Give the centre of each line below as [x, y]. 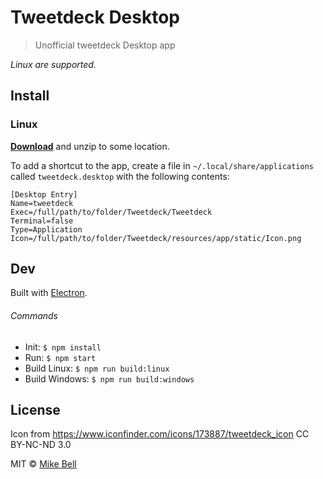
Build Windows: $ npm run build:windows [109, 378]
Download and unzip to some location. [90, 146]
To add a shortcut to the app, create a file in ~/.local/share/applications [162, 165]
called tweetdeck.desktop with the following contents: [120, 176]
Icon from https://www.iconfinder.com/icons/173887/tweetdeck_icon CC [160, 434]
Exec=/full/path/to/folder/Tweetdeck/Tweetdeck [111, 212]
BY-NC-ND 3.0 [41, 445]
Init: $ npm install [63, 347]
